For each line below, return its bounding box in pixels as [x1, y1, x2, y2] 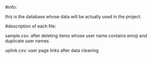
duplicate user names [5, 38, 49, 44]
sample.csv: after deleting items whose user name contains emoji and [5, 33, 147, 38]
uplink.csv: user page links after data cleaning [5, 48, 99, 53]
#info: [5, 4, 17, 10]
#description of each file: [5, 23, 56, 29]
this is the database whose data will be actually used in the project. [5, 14, 142, 19]
